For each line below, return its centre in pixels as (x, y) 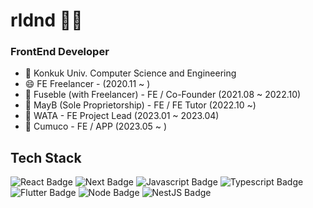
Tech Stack (46, 157)
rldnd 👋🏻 (46, 20)
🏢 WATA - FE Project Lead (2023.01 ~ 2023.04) (122, 116)
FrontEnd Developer (60, 52)
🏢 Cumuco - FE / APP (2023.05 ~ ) (96, 126)
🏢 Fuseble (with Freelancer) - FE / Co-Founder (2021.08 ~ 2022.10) (163, 95)
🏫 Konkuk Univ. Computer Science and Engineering (130, 73)
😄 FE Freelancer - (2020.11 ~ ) (87, 84)
